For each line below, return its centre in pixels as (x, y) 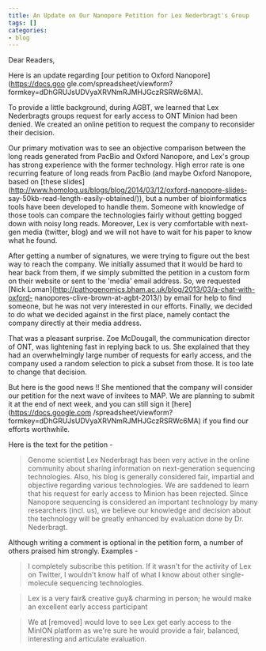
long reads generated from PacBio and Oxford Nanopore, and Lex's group (129, 157)
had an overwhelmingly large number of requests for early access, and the (130, 355)
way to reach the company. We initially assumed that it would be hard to (125, 264)
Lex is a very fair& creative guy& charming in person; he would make (139, 599)
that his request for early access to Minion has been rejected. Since (138, 494)
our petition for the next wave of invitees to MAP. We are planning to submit (131, 396)
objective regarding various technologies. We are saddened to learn (138, 485)
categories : (28, 30)
